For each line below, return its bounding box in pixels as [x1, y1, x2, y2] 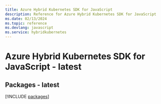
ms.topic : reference [5, 21, 47, 26]
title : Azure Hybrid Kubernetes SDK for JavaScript [5, 7, 113, 12]
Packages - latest [5, 81, 60, 89]
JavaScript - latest [5, 62, 82, 72]
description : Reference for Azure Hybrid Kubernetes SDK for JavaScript [5, 12, 157, 17]
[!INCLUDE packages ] [5, 94, 49, 99]
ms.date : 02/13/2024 [5, 16, 47, 21]
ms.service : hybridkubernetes [5, 30, 67, 35]
